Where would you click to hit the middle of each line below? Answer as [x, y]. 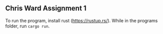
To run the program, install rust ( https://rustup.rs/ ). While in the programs [81, 20]
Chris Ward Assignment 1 [46, 8]
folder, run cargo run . [27, 26]
